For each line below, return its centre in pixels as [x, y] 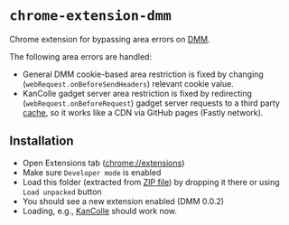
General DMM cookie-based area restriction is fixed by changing [143, 74]
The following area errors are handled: [80, 56]
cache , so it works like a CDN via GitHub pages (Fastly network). [143, 112]
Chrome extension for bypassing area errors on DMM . [110, 39]
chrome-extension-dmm [90, 16]
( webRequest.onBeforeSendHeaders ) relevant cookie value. [128, 83]
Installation [42, 141]
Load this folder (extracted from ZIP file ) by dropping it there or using [151, 182]
